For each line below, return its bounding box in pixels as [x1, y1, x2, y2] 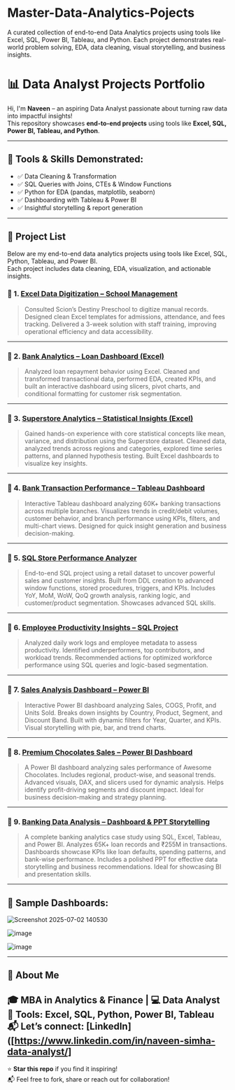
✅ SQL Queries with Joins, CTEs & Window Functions [17, 180, 172, 188]
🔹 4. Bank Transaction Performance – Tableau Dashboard [7, 483, 205, 493]
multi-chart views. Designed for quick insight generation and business [24, 522, 227, 530]
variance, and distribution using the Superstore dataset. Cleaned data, [24, 437, 227, 445]
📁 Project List [7, 231, 66, 243]
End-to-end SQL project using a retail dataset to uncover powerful [24, 568, 215, 577]
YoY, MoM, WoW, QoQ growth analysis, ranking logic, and [24, 591, 191, 599]
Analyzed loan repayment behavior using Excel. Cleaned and [24, 368, 200, 376]
